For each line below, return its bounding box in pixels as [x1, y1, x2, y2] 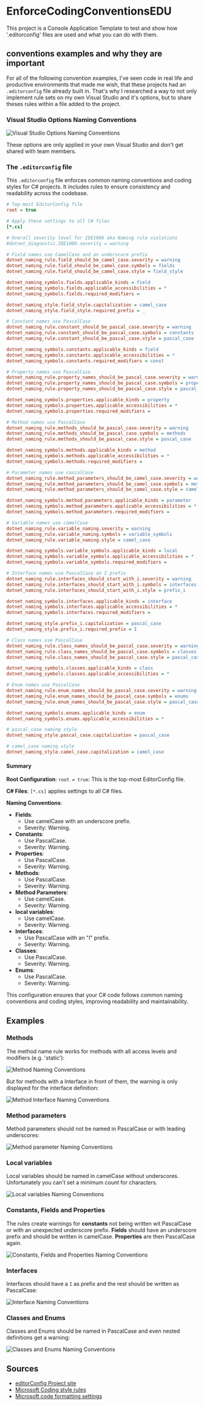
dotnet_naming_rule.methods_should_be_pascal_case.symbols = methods [6, 430, 186, 437]
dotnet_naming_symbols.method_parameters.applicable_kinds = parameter [6, 498, 191, 504]
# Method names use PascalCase [6, 419, 86, 425]
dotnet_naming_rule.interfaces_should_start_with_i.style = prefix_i [6, 587, 186, 593]
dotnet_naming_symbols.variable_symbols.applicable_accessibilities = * [6, 554, 194, 560]
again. [6, 1239, 22, 1246]
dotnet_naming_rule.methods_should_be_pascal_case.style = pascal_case [6, 436, 191, 443]
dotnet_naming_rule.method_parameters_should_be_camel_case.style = [6, 487, 183, 493]
